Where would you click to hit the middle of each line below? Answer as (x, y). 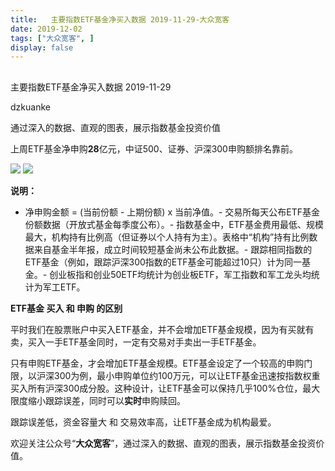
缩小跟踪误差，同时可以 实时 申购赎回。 (106, 400)
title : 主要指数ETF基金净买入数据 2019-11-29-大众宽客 (120, 19)
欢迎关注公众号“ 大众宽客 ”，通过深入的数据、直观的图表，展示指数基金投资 (163, 443)
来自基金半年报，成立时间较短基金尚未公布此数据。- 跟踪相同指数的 (173, 249)
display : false (42, 47)
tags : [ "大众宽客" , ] (52, 38)
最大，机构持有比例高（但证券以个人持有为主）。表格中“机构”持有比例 (167, 237)
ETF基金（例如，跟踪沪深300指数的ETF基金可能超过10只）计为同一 (163, 262)
